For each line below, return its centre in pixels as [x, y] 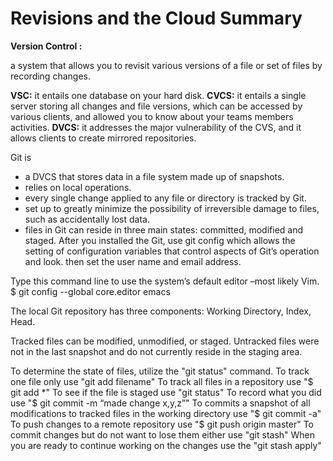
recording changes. [50, 76]
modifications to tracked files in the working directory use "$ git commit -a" [166, 413]
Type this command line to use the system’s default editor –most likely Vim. [165, 281]
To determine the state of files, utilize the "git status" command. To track [160, 371]
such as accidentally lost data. [87, 219]
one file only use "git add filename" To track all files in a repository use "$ [162, 381]
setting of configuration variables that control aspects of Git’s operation [172, 251]
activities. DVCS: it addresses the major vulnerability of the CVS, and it [156, 127]
